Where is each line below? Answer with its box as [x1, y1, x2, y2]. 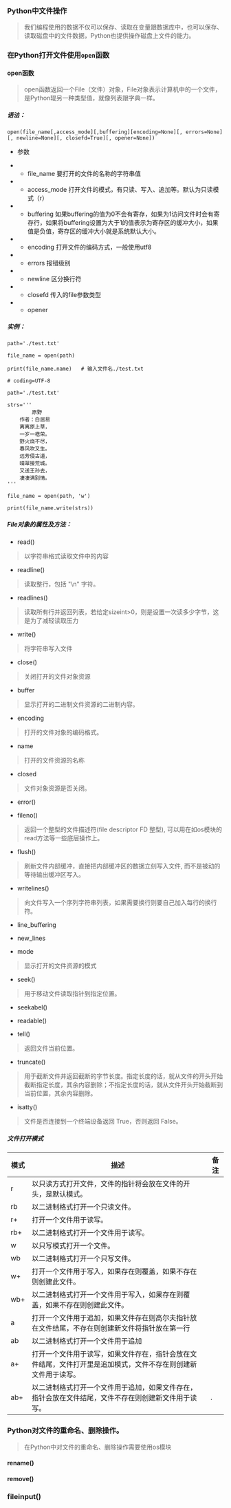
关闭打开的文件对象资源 [23, 673, 91, 681]
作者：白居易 [19, 416, 50, 424]
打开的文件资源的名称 [23, 756, 85, 765]
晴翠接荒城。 [19, 460, 50, 467]
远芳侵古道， [19, 452, 50, 460]
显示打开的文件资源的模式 [23, 961, 97, 970]
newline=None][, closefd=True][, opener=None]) [16, 135, 155, 142]
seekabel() [16, 1003, 48, 1012]
